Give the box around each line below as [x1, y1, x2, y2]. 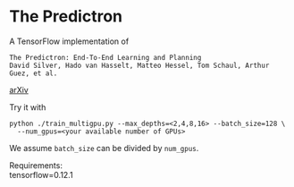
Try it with [9, 101, 46, 113]
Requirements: [9, 159, 63, 171]
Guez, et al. [9, 69, 58, 78]
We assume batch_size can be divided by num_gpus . [9, 142, 199, 153]
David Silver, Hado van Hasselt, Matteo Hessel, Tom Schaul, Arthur [9, 61, 270, 70]
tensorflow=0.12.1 [9, 169, 73, 180]
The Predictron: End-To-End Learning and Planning [9, 53, 202, 62]
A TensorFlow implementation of [9, 36, 130, 47]
